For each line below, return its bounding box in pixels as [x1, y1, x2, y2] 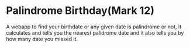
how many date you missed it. [6, 35, 78, 42]
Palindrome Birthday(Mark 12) [6, 4, 155, 17]
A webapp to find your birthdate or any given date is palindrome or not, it [6, 23, 182, 30]
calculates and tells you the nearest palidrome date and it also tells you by [6, 29, 184, 36]
